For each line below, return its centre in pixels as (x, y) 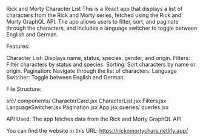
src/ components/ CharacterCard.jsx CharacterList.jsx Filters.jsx (86, 101)
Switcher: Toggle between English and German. (66, 77)
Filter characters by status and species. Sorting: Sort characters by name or (101, 64)
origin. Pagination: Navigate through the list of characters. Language (92, 71)
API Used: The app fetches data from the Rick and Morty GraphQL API (94, 119)
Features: (18, 46)
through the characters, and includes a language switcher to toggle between (102, 28)
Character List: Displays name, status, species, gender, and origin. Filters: (98, 58)
